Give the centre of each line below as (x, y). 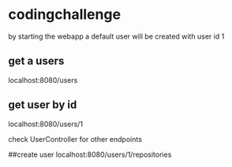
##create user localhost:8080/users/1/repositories (90, 154)
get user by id (43, 105)
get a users (36, 61)
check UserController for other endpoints (75, 139)
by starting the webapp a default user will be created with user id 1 (116, 36)
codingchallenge (64, 15)
